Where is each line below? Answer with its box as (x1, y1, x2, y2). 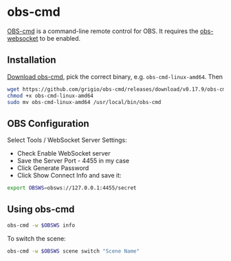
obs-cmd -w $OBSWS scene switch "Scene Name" (7, 247, 140, 255)
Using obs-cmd (7, 204, 75, 216)
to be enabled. (39, 34, 81, 42)
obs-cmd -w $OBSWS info (7, 222, 76, 229)
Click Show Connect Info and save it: (16, 171, 122, 180)
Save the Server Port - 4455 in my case (16, 156, 129, 165)
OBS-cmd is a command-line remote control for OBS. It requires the (7, 27, 199, 35)
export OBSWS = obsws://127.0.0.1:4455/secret (7, 185, 137, 191)
